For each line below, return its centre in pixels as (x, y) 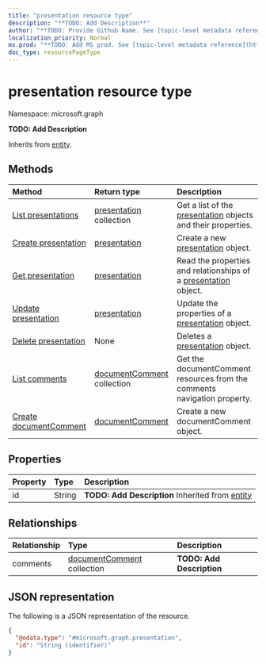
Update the (198, 303)
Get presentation (44, 275)
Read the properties (214, 260)
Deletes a (194, 336)
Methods (31, 169)
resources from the (212, 378)
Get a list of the (205, 205)
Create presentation (49, 243)
